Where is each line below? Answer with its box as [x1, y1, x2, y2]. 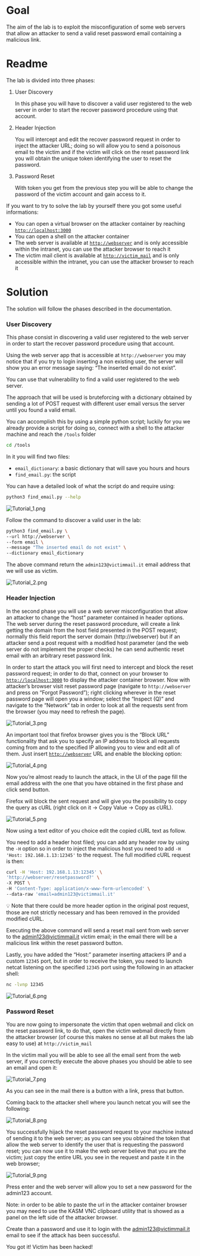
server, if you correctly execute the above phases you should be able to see [6, 1058, 192, 1065]
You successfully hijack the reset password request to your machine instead [6, 1128, 193, 1135]
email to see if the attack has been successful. [6, 1232, 120, 1239]
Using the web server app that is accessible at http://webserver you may [6, 352, 186, 359]
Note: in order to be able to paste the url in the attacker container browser [6, 1201, 187, 1208]
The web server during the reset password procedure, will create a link [6, 620, 180, 627]
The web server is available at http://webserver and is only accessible [14, 239, 189, 246]
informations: [6, 208, 39, 216]
